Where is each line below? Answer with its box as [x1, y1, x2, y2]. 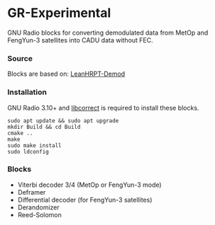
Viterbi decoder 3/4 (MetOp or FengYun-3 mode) [17, 180, 162, 189]
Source [7, 53, 33, 63]
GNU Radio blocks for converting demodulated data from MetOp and [7, 28, 209, 37]
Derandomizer [17, 203, 60, 212]
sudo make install [7, 142, 62, 149]
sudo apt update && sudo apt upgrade [7, 117, 119, 125]
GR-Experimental [7, 5, 111, 21]
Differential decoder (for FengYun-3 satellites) [17, 195, 153, 204]
